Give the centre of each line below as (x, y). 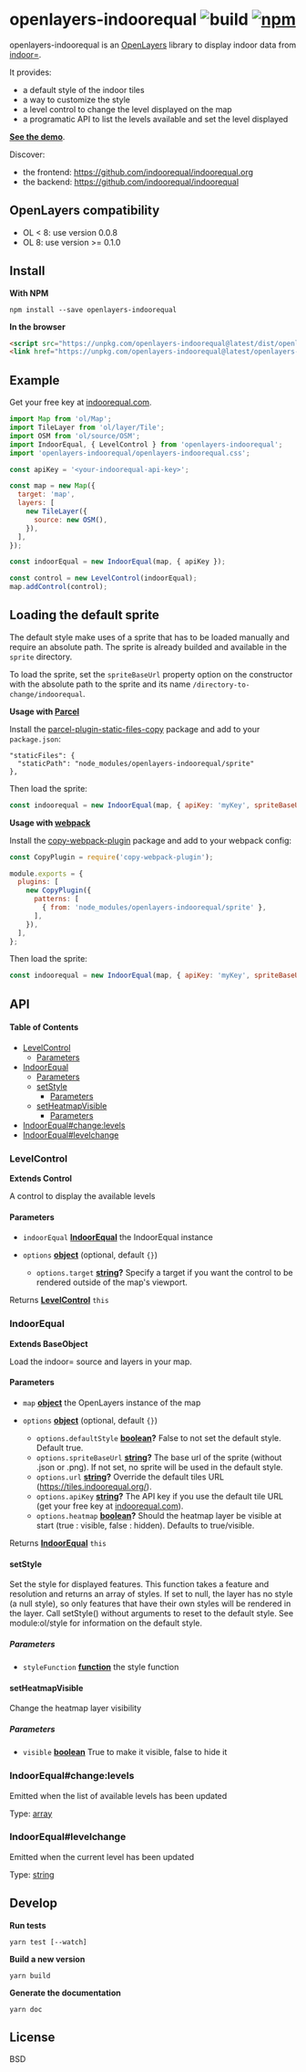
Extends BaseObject (49, 1343)
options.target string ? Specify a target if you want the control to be (164, 1273)
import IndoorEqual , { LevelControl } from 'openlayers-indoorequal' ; (146, 444)
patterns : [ (56, 899)
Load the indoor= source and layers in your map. (101, 1362)
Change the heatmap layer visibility (76, 1709)
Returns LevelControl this (59, 1300)
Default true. (60, 1447)
